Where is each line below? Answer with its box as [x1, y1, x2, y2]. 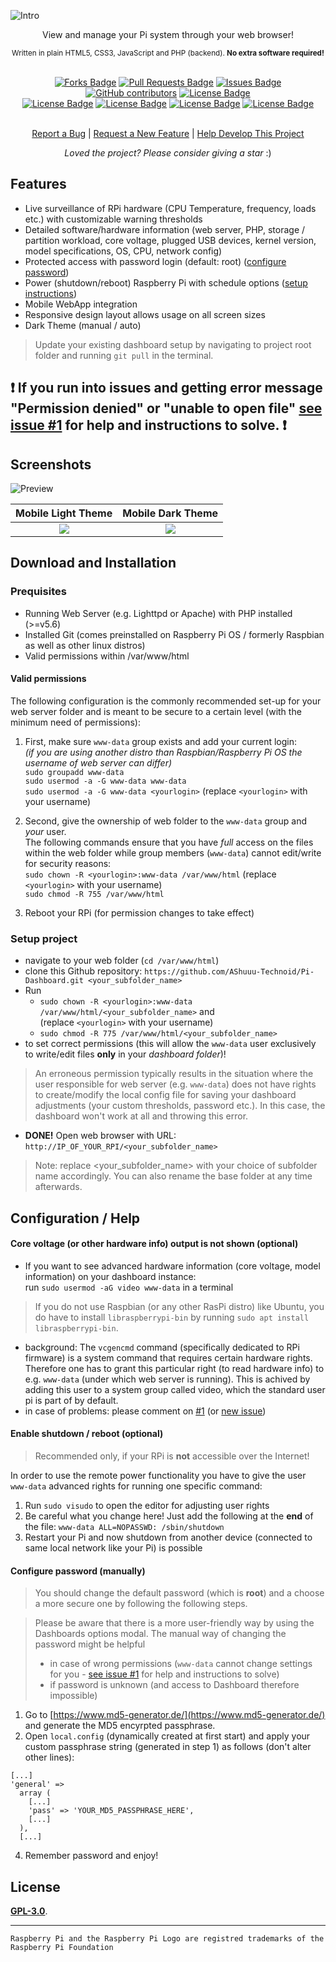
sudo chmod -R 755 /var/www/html [24, 889, 165, 899]
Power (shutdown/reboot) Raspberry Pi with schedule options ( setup [24, 276, 308, 289]
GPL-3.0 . [10, 1905, 48, 1917]
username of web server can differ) [24, 756, 173, 769]
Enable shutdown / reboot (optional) [10, 1428, 164, 1440]
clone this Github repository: [24, 965, 143, 977]
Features [10, 176, 67, 193]
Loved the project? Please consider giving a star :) [64, 147, 272, 159]
